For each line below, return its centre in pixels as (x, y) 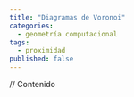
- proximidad (42, 51)
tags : (19, 42)
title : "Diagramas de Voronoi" (67, 17)
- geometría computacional (67, 34)
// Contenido (33, 84)
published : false (42, 59)
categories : (31, 26)
